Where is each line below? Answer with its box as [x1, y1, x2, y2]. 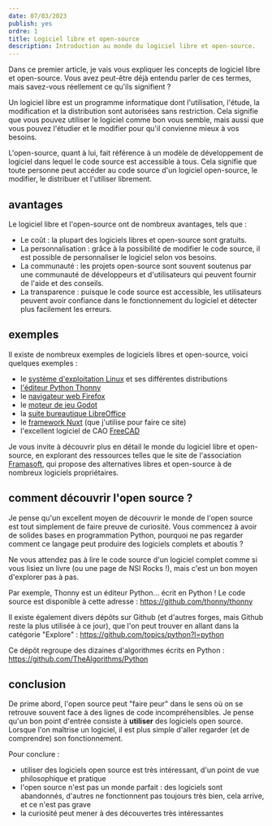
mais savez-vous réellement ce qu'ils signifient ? [8, 82, 171, 92]
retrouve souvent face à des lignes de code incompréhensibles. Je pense [8, 708, 254, 718]
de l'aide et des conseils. [19, 278, 104, 288]
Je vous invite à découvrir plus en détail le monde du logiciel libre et [8, 442, 236, 451]
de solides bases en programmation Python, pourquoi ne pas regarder [8, 530, 244, 540]
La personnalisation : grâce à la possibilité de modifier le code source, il [19, 244, 261, 253]
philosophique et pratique [19, 774, 107, 784]
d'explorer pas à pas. [8, 572, 80, 582]
